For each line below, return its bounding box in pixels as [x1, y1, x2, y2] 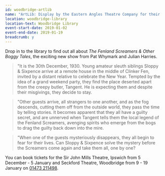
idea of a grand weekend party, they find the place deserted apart [17, 78, 152, 84]
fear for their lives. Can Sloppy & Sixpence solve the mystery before [17, 140, 156, 145]
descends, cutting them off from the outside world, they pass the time [17, 104, 160, 110]
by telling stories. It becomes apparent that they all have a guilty [17, 109, 148, 115]
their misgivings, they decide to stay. [17, 89, 92, 95]
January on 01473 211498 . [5, 165, 59, 171]
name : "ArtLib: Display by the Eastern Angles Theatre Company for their [5, 12, 161, 17]
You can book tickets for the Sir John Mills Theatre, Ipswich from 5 [5, 154, 141, 160]
